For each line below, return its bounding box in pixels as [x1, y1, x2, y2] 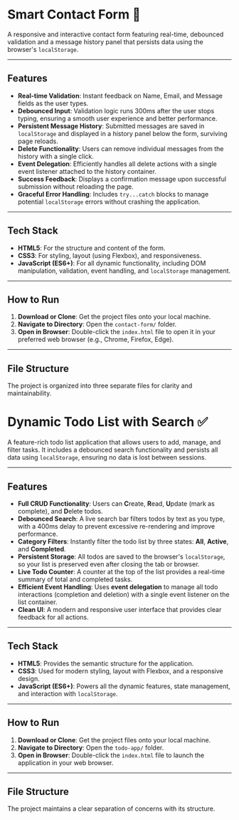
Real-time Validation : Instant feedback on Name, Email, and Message [17, 91, 223, 100]
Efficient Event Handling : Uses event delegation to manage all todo [17, 582, 218, 591]
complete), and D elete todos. [17, 507, 103, 515]
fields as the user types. [17, 99, 89, 108]
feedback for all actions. [17, 613, 89, 621]
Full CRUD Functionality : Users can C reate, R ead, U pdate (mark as [17, 499, 215, 508]
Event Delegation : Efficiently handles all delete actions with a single [17, 160, 217, 168]
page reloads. [17, 137, 59, 145]
